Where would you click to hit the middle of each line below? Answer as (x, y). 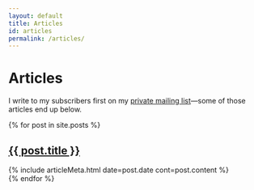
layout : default (36, 16)
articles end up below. (45, 109)
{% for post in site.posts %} (55, 125)
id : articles (30, 31)
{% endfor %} (32, 178)
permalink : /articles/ (47, 38)
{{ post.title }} (44, 150)
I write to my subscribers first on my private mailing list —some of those (127, 101)
